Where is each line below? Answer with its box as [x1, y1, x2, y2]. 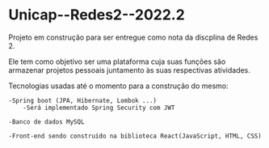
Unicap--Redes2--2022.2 [8, 6, 186, 24]
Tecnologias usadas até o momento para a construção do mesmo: [8, 81, 229, 91]
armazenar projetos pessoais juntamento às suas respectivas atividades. [8, 65, 250, 74]
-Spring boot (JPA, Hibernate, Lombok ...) [8, 96, 158, 104]
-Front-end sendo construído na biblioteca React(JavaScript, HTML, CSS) [8, 132, 263, 140]
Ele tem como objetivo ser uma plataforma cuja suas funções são [8, 57, 226, 66]
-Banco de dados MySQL [8, 117, 85, 126]
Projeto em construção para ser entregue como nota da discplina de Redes [8, 32, 258, 42]
